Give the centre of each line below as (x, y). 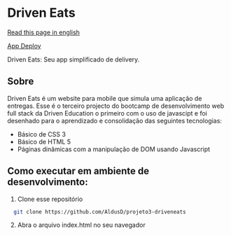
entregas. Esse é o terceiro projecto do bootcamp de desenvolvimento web (116, 106)
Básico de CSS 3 (42, 134)
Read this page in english (44, 32)
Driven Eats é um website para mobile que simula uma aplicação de (105, 98)
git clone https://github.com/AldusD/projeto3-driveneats (100, 211)
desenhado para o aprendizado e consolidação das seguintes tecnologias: (115, 120)
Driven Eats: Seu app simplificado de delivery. (73, 59)
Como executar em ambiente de (78, 171)
